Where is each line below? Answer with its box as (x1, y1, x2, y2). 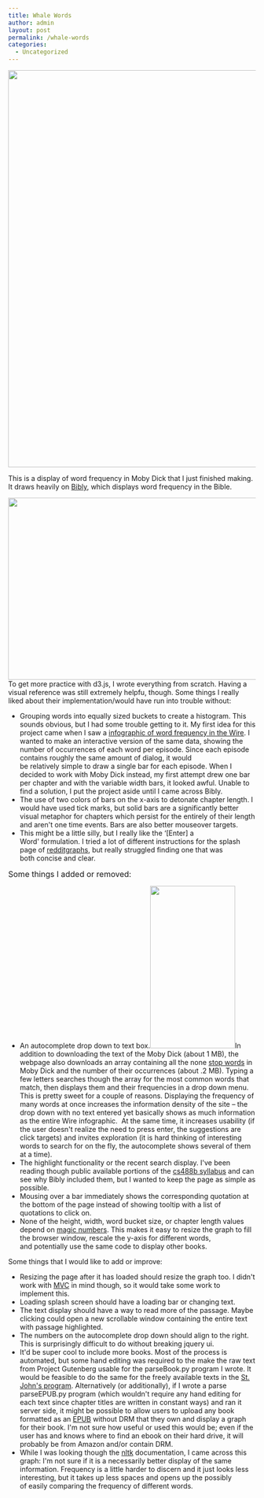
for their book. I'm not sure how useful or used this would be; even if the (19, 1422, 254, 1432)
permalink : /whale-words (8, 33, 90, 42)
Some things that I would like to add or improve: (8, 1257, 163, 1266)
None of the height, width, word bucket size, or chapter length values (19, 1217, 244, 1226)
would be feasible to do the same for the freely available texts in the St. (19, 1373, 250, 1381)
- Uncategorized (15, 48, 68, 56)
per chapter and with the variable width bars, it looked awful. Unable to (19, 779, 250, 787)
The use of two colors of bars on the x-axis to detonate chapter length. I (19, 795, 254, 804)
